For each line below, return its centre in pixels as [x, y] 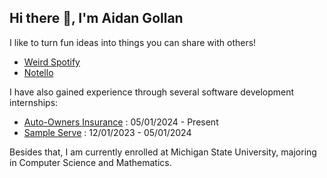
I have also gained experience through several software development [152, 92]
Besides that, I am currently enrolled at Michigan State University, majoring [163, 152]
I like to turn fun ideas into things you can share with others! [133, 42]
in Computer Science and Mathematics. [90, 162]
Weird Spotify [52, 62]
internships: [34, 102]
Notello [38, 72]
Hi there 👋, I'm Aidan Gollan [96, 18]
